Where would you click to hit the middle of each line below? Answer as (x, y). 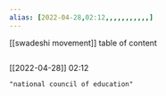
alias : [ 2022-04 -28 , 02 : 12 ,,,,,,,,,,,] (81, 17)
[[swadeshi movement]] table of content (83, 43)
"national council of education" (71, 84)
